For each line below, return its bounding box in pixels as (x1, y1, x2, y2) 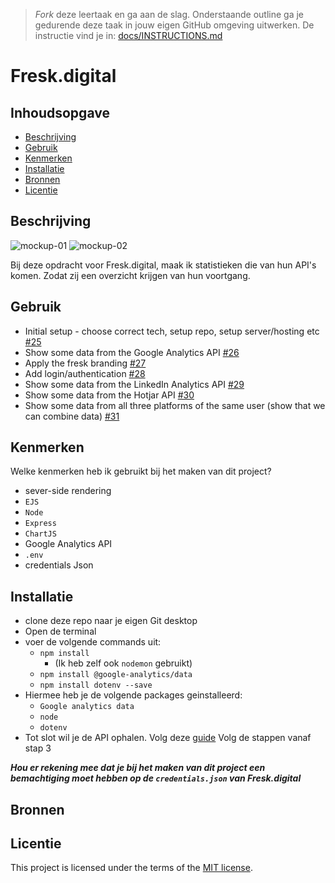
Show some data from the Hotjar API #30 (24, 389, 195, 401)
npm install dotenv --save (39, 680, 153, 691)
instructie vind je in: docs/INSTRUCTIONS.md (34, 30, 223, 41)
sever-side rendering (24, 485, 112, 497)
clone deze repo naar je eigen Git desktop (24, 615, 198, 627)
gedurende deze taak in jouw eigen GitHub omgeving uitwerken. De (34, 19, 315, 31)
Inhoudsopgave (10, 104, 110, 121)
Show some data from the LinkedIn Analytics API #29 (24, 378, 245, 390)
